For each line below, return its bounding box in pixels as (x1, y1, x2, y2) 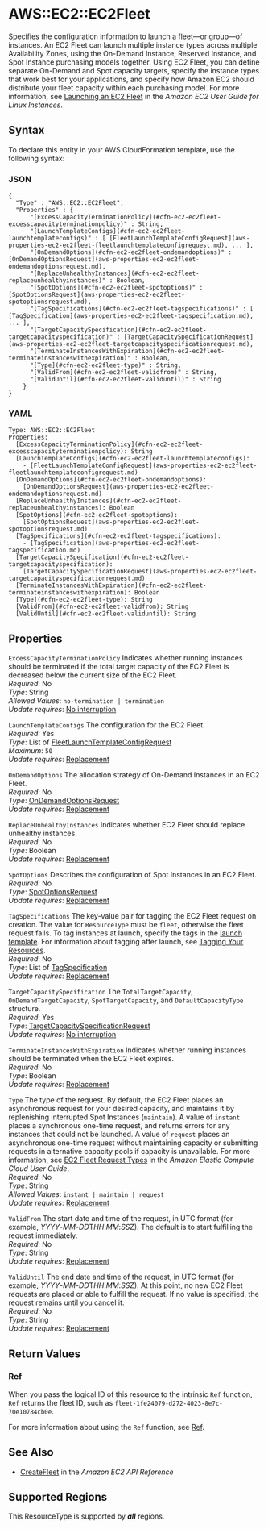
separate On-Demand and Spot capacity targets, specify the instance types (8, 65, 260, 75)
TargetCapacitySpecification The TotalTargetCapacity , (8, 987, 193, 997)
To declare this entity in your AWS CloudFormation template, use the (8, 144, 235, 154)
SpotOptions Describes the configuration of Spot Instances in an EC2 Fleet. (8, 870, 258, 880)
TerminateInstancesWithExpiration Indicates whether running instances (8, 1045, 247, 1055)
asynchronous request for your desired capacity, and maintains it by (8, 1104, 235, 1114)
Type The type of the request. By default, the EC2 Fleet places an (8, 1095, 224, 1105)
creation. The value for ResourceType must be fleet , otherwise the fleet (8, 920, 244, 930)
